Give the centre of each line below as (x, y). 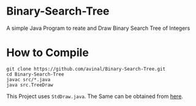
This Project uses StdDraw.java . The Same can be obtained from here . (95, 96)
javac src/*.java (28, 79)
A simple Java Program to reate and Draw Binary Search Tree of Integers (98, 28)
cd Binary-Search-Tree (35, 74)
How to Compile (47, 53)
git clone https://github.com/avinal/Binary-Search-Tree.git (86, 69)
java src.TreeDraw (30, 85)
